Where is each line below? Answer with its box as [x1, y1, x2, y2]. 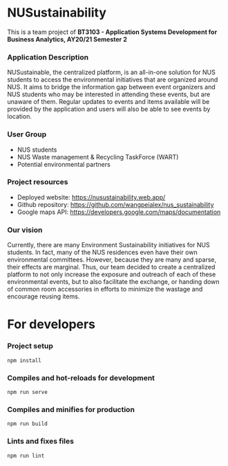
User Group [7, 129, 47, 139]
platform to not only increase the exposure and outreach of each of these [7, 270, 216, 278]
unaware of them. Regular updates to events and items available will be [7, 98, 210, 106]
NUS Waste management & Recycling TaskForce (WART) [17, 152, 179, 161]
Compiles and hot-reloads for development [7, 373, 155, 382]
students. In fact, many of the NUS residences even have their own [7, 248, 198, 257]
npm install [7, 357, 41, 364]
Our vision [7, 225, 43, 235]
